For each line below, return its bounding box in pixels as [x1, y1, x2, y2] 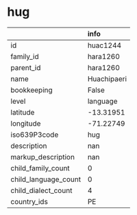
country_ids [10, 196, 48, 206]
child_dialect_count [10, 185, 73, 195]
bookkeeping [10, 85, 53, 95]
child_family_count [10, 163, 70, 172]
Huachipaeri [87, 73, 127, 83]
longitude [10, 118, 41, 128]
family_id [10, 52, 39, 61]
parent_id [10, 63, 41, 72]
